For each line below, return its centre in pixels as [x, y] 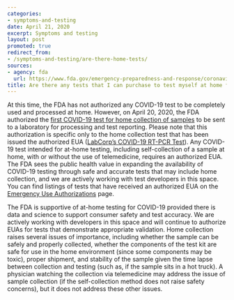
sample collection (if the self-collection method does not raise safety [106, 282]
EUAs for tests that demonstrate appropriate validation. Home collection [110, 230]
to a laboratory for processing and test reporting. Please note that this [107, 127]
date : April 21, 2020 [39, 27]
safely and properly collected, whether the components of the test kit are [112, 244]
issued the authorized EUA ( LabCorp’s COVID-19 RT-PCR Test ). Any [104, 142]
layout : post [26, 40]
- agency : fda [28, 72]
